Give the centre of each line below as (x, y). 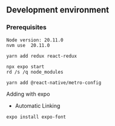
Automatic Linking (38, 105)
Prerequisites (26, 27)
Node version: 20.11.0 (35, 40)
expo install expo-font (36, 117)
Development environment (58, 10)
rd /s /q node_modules (35, 72)
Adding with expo (28, 94)
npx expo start (25, 66)
